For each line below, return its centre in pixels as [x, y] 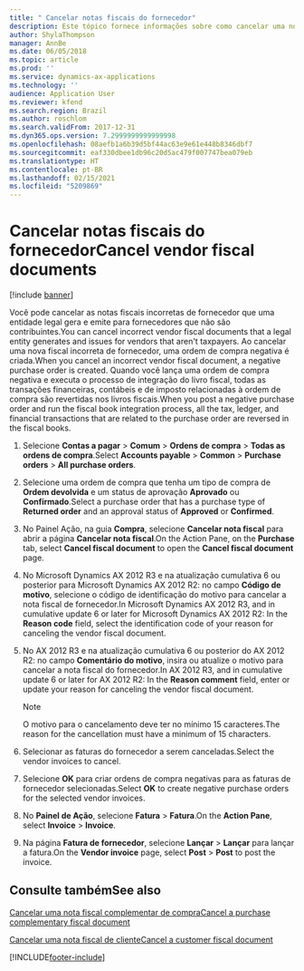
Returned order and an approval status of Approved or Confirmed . [148, 511]
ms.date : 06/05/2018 [48, 52]
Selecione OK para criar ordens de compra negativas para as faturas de [157, 779]
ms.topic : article [44, 60]
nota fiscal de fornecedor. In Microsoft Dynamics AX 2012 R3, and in [149, 605]
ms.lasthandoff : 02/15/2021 [62, 178]
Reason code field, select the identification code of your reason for [148, 624]
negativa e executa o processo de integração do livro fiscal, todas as [138, 380]
